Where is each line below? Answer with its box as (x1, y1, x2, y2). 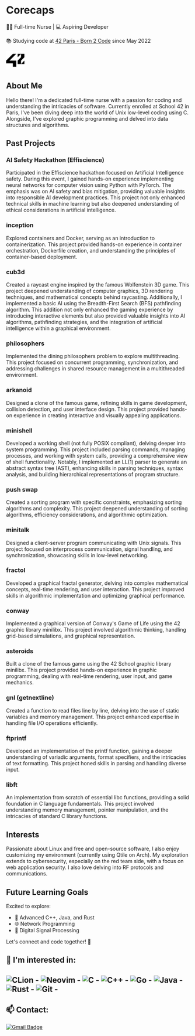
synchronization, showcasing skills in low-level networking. (6, 551, 149, 558)
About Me (6, 81, 43, 91)
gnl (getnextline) (6, 694, 54, 702)
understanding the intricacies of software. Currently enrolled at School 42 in (6, 103, 190, 110)
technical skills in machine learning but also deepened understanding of (6, 200, 179, 207)
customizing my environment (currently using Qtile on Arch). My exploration (6, 851, 189, 858)
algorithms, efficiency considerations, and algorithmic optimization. (6, 511, 168, 519)
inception (6, 221, 34, 229)
